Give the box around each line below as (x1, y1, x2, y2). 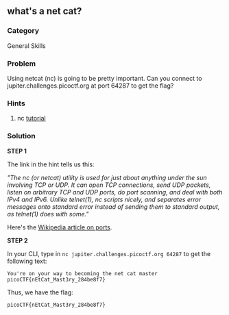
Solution (7, 131, 36, 141)
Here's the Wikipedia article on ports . (7, 223, 112, 231)
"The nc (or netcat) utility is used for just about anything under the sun (7, 173, 207, 181)
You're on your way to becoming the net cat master (7, 270, 158, 277)
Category (7, 26, 40, 36)
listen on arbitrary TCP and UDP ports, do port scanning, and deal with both (7, 188, 223, 196)
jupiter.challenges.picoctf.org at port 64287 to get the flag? (7, 81, 174, 90)
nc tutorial (16, 114, 46, 123)
